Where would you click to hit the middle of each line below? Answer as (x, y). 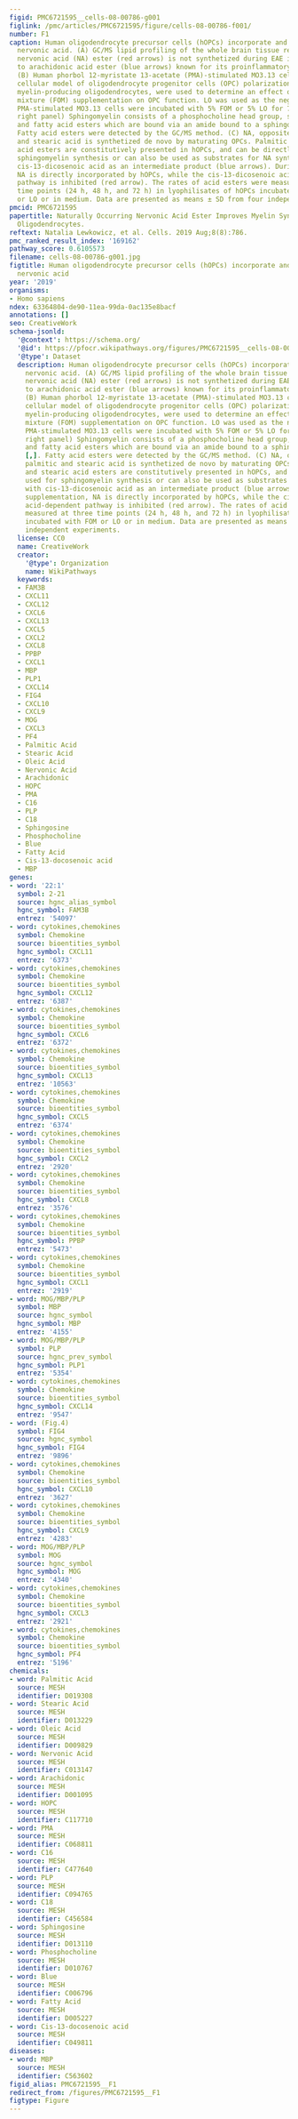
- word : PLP (31, 1877)
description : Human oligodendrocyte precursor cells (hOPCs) (133, 365)
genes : (21, 877)
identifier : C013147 (55, 1770)
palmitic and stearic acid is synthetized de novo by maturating (149, 464)
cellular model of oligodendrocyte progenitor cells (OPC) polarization (154, 84)
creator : (33, 555)
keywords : (35, 580)
